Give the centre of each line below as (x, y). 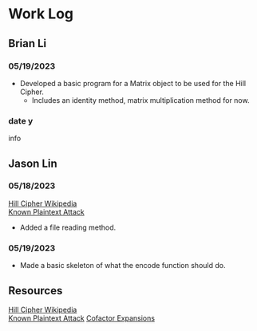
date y (21, 120)
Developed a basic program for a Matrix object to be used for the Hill (132, 83)
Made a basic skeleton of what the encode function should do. (123, 266)
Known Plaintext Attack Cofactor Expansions (82, 318)
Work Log (41, 14)
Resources (36, 291)
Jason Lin (33, 163)
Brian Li (28, 43)
